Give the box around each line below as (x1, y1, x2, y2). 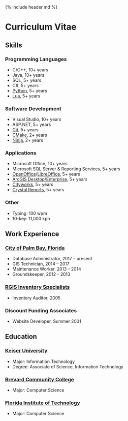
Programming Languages (5, 56, 67, 62)
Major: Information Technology (12, 359, 75, 364)
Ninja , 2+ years (12, 137, 43, 143)
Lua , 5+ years (12, 93, 40, 99)
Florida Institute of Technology (5, 399, 80, 406)
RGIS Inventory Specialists (5, 284, 70, 291)
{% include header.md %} (5, 4, 58, 10)
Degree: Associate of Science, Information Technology (12, 363, 124, 369)
